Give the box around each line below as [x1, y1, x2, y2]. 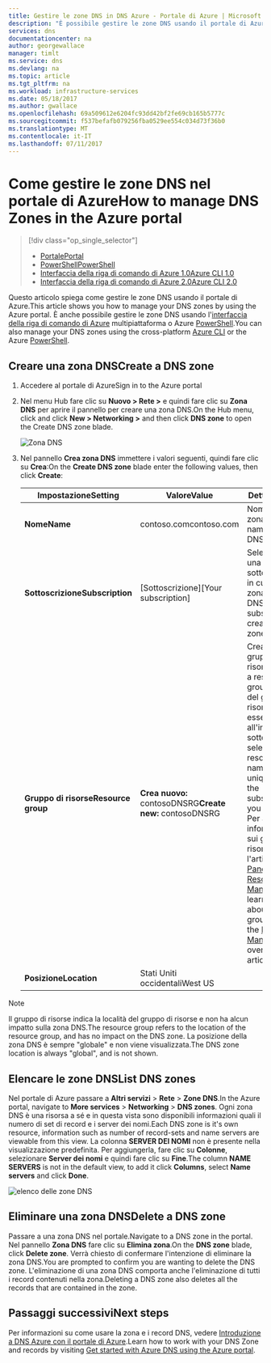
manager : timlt [8, 49, 60, 57]
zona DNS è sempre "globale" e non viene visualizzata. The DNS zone [8, 1040, 240, 1050]
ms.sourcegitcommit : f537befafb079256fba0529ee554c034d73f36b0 [8, 117, 226, 125]
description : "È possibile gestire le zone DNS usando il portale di [8, 19, 248, 28]
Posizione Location [23, 972, 98, 984]
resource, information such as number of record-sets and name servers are [8, 1128, 260, 1137]
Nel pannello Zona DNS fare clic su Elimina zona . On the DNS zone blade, [8, 1239, 252, 1250]
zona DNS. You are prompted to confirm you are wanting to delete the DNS [8, 1257, 256, 1267]
